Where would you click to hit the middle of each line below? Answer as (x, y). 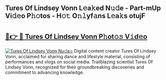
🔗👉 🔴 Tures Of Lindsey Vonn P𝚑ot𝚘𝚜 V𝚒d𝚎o (76, 37)
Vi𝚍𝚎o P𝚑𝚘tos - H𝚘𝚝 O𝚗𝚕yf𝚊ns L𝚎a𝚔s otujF (75, 16)
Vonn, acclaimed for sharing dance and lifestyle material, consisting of (78, 56)
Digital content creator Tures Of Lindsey (115, 51)
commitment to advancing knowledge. (44, 72)
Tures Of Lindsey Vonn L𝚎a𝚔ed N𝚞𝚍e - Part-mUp (83, 8)
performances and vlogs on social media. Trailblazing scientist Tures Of (79, 62)
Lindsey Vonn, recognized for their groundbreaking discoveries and (75, 67)
